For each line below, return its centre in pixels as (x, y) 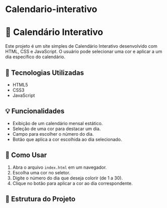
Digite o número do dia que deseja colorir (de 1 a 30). (68, 178)
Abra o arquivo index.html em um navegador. (60, 167)
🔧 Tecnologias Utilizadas (45, 73)
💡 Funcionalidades (35, 111)
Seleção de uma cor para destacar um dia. (57, 129)
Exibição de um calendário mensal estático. (58, 123)
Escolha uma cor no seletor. (41, 172)
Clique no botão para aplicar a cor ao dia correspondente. (72, 183)
